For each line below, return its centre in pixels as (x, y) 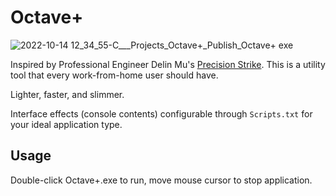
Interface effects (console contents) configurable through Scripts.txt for (161, 113)
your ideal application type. (66, 124)
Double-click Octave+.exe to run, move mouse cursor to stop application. (161, 180)
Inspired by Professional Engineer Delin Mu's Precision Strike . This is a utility (168, 64)
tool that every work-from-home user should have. (114, 75)
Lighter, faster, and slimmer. (67, 94)
